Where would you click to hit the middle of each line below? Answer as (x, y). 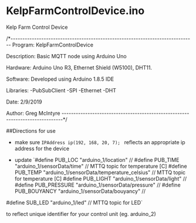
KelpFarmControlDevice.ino (75, 11)
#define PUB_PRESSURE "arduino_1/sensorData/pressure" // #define (97, 185)
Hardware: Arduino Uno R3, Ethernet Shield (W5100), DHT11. (79, 67)
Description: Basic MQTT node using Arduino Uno (67, 56)
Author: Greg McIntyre (33, 113)
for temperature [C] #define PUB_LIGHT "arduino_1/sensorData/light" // (101, 178)
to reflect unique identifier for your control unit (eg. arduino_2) (81, 214)
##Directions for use (31, 131)
